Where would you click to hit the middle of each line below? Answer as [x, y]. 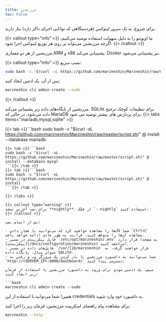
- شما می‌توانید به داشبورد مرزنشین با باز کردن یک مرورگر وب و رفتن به [80, 257]
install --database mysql [32, 162]
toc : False [16, 14]
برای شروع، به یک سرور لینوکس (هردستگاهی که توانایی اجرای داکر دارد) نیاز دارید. [81, 28]
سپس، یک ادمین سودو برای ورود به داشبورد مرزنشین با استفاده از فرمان [79, 270]
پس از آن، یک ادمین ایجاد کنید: [33, 81]
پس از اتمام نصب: [23, 222]
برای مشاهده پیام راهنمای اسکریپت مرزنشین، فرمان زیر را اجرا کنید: [68, 306]
